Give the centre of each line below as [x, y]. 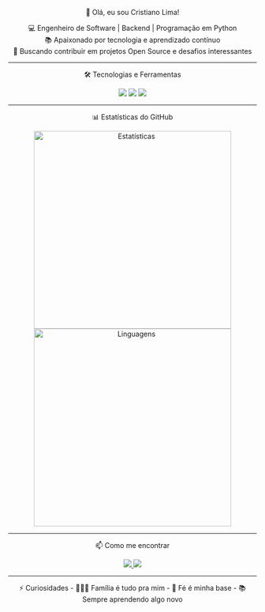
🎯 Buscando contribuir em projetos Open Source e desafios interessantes [132, 51]
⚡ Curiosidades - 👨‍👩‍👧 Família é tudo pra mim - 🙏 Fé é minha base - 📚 [132, 588]
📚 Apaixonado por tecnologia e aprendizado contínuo [132, 40]
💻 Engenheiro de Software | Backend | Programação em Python [132, 28]
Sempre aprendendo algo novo [132, 599]
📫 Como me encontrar [132, 545]
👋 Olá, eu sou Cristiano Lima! [132, 12]
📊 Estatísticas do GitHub [132, 117]
